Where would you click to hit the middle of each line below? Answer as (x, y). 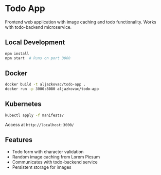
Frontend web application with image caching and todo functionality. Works (81, 22)
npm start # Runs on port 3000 (38, 58)
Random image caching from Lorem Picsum (56, 157)
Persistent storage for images (42, 167)
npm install (17, 53)
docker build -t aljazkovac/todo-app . (45, 85)
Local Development (35, 43)
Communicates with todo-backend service (55, 162)
